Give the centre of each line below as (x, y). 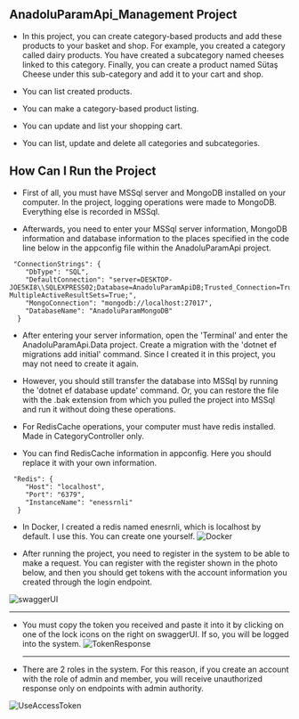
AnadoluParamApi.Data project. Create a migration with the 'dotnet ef (149, 344)
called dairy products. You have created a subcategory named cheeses (153, 55)
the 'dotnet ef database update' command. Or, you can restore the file (150, 390)
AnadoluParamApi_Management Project (123, 15)
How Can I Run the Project (83, 172)
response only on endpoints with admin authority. (113, 688)
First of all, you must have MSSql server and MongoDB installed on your (154, 192)
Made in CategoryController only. (83, 436)
